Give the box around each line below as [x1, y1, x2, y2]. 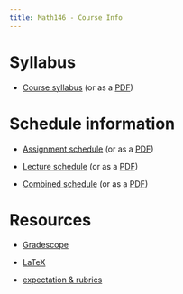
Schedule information [9, 114, 176, 133]
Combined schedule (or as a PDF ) [22, 178, 149, 189]
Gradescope [22, 240, 69, 251]
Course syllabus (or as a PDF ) [22, 82, 133, 93]
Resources [9, 209, 92, 230]
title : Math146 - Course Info [9, 13, 124, 23]
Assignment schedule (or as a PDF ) [22, 143, 154, 154]
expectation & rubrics [22, 274, 103, 285]
